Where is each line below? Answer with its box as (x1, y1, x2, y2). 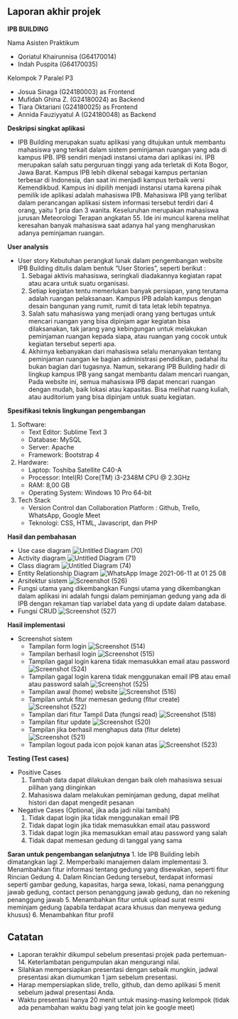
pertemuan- (191, 950, 227, 958)
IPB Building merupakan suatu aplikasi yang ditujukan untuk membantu (17, 138, 226, 146)
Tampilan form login (28, 641, 87, 651)
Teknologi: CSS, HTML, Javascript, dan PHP (28, 518, 158, 527)
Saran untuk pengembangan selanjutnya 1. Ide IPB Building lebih (7, 849, 200, 858)
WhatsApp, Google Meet (28, 511, 101, 519)
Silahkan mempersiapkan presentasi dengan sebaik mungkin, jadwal (17, 965, 218, 973)
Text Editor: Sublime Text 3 (28, 428, 108, 436)
